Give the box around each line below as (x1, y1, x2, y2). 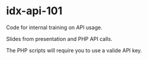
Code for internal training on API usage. (6, 24, 102, 31)
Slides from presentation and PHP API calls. (6, 35, 112, 42)
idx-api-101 (6, 4, 63, 18)
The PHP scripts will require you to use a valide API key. (6, 46, 142, 54)
